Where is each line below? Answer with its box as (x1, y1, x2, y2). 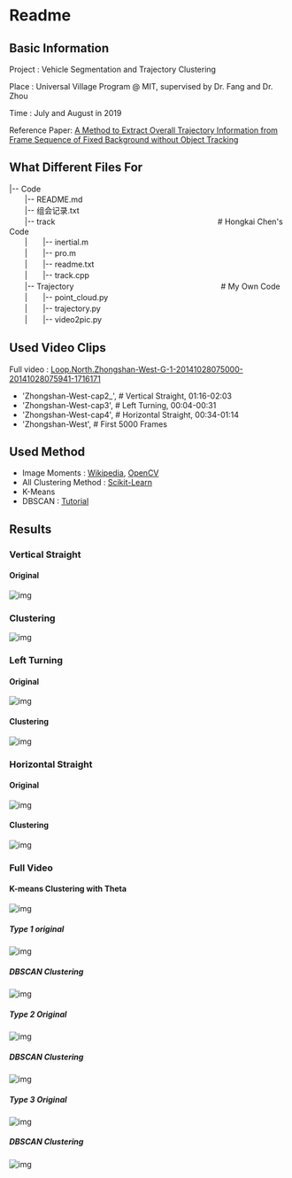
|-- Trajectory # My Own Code (24, 281, 280, 291)
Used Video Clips (9, 340, 106, 355)
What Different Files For (9, 160, 143, 175)
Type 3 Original (9, 1094, 68, 1104)
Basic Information (9, 41, 110, 56)
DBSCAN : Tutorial (21, 496, 89, 507)
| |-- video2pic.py (24, 314, 103, 324)
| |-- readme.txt (24, 259, 95, 269)
